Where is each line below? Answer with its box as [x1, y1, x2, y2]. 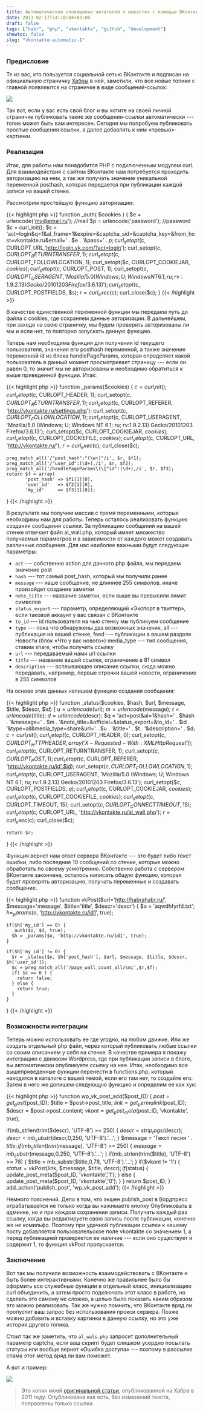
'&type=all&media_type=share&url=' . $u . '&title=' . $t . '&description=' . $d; [6, 725, 195, 732]
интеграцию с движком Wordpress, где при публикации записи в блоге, [6, 1055, 192, 1062]
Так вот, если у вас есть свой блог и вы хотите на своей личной [6, 107, 172, 114]
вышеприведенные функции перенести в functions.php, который [6, 1068, 173, 1076]
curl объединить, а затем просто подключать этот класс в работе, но [6, 1289, 186, 1296]
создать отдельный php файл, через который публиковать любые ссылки [6, 1042, 197, 1050]
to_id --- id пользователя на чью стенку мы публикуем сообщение [14, 618, 189, 625]
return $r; [6, 830, 34, 836]
